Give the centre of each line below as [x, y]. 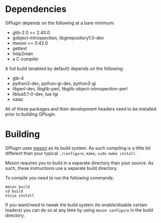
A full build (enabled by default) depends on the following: [65, 69]
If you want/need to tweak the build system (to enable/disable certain [76, 205]
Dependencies [36, 9]
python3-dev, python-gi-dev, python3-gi [54, 83]
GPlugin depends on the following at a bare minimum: [60, 23]
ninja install [20, 195]
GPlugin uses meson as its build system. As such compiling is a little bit [78, 148]
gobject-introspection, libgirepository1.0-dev [58, 38]
